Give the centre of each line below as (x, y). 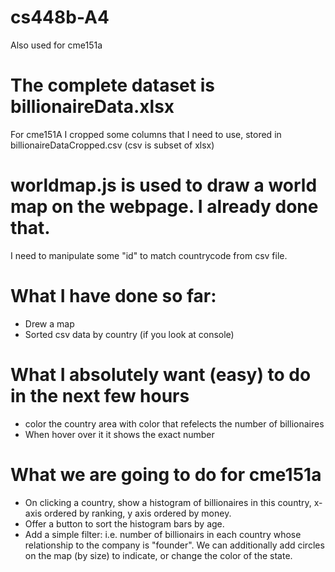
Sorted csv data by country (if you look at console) (129, 334)
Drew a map (49, 323)
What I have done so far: (113, 296)
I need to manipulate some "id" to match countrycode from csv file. (149, 255)
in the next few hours (100, 395)
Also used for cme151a (56, 45)
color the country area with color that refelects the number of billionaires (174, 423)
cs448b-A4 (60, 17)
